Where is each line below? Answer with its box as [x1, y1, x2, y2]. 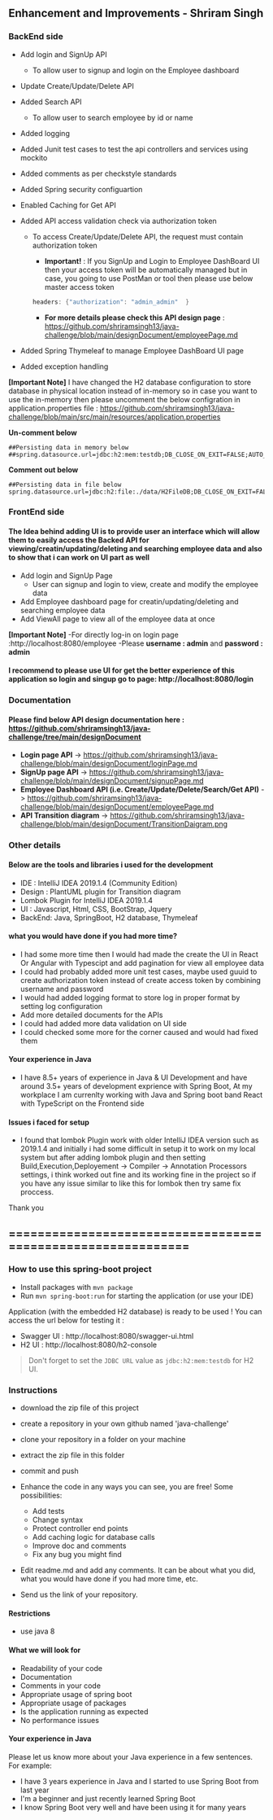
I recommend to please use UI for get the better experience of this [8, 665, 236, 675]
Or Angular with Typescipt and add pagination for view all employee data [19, 958, 264, 967]
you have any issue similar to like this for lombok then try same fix [19, 1178, 241, 1188]
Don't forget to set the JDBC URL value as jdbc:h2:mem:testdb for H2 [28, 1355, 254, 1365]
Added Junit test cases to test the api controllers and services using [19, 144, 249, 154]
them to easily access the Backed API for [8, 535, 149, 545]
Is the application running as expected [19, 1706, 149, 1717]
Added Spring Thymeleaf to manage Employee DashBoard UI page [19, 345, 244, 355]
